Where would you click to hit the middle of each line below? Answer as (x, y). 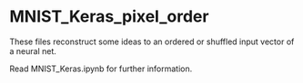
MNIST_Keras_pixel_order (109, 17)
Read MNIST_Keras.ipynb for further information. (101, 69)
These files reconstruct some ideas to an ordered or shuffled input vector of (152, 41)
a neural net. (33, 51)
